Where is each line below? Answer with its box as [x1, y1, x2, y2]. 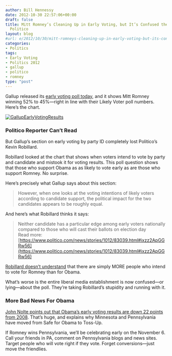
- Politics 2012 [5, 60, 40, 65]
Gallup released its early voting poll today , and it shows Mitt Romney [5, 93, 149, 99]
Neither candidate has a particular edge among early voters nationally [17, 221, 165, 227]
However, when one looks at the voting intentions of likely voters [17, 190, 155, 196]
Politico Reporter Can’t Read [5, 127, 77, 134]
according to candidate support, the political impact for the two [17, 195, 152, 202]
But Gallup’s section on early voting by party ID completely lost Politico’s [5, 139, 158, 145]
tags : [5, 50, 17, 55]
